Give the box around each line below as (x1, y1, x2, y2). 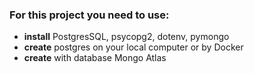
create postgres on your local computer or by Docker (23, 41, 244, 53)
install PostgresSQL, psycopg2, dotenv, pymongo (23, 31, 230, 43)
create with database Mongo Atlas (23, 52, 167, 64)
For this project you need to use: (9, 8, 170, 22)
